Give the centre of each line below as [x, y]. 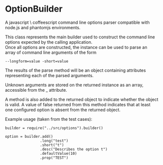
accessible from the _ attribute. [36, 90]
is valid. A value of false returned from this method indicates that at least [78, 104]
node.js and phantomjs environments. [43, 27]
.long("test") [54, 141]
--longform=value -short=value [37, 61]
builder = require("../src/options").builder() [54, 128]
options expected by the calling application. [49, 42]
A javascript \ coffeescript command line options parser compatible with [77, 22]
